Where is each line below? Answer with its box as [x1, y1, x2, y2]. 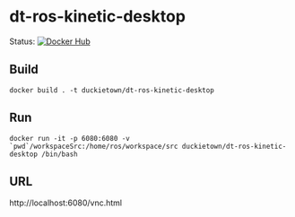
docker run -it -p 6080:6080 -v [9, 134, 130, 143]
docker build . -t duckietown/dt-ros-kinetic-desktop [9, 85, 215, 95]
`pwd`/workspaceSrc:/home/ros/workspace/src [9, 142, 178, 151]
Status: [9, 36, 36, 47]
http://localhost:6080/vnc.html [9, 197, 123, 208]
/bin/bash [41, 150, 78, 159]
